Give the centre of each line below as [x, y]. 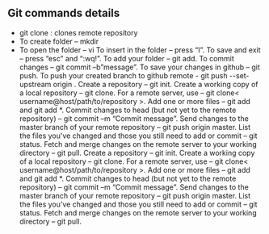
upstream [35, 84]
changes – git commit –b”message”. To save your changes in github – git [139, 67]
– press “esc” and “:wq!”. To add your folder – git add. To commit [127, 58]
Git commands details [64, 13]
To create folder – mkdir [59, 41]
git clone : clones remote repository [78, 32]
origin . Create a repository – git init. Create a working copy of [156, 84]
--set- [239, 75]
